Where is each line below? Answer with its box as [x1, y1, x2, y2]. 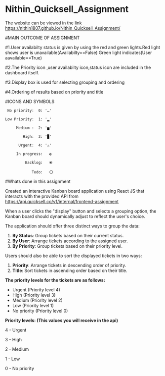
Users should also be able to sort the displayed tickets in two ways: [5, 253, 142, 259]
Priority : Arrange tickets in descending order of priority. [12, 262, 126, 268]
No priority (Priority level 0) [12, 308, 68, 314]
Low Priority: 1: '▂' [5, 116, 52, 122]
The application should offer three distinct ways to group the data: [5, 223, 140, 229]
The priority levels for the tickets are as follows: [5, 277, 105, 283]
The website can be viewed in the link [5, 20, 82, 26]
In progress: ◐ [16, 151, 52, 157]
